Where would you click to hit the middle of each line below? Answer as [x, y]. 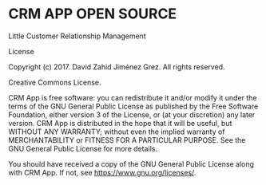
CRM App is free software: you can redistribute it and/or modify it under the [133, 97]
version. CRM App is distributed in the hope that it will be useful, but [120, 123]
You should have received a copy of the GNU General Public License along [131, 163]
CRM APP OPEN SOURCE [93, 14]
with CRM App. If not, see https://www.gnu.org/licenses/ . [102, 172]
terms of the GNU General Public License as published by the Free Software [133, 106]
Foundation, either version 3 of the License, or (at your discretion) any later [132, 114]
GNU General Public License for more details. [83, 148]
